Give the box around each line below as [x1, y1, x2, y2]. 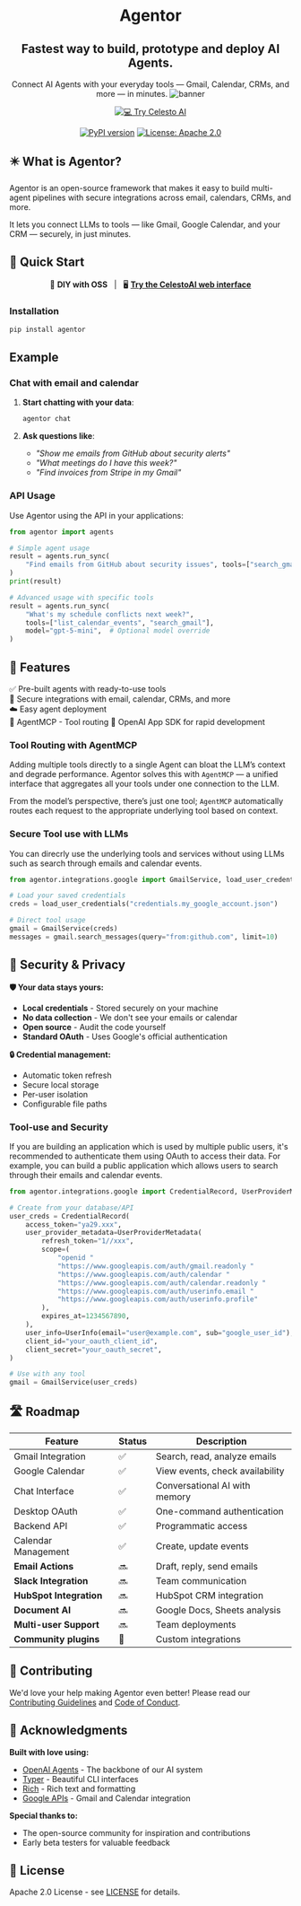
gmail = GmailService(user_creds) [9, 1378, 139, 1387]
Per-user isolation [21, 1089, 89, 1099]
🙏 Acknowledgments [9, 1723, 128, 1738]
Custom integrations [155, 1632, 242, 1645]
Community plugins [13, 1632, 100, 1645]
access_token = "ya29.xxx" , [25, 1220, 123, 1229]
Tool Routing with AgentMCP [9, 739, 138, 751]
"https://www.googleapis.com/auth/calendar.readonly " [56, 1278, 267, 1288]
